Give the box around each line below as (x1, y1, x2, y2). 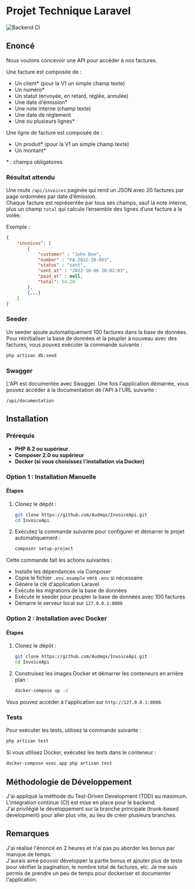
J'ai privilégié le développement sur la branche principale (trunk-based (6, 805, 179, 812)
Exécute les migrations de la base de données (14, 587, 127, 594)
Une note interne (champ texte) (14, 105, 92, 112)
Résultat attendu (6, 173, 55, 181)
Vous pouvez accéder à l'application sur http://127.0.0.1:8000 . (6, 699, 162, 706)
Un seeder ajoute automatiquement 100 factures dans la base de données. (6, 328, 188, 336)
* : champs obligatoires (6, 158, 63, 165)
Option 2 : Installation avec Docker (6, 614, 108, 623)
